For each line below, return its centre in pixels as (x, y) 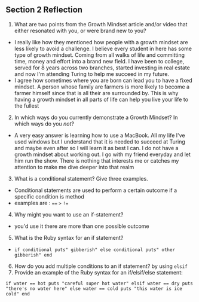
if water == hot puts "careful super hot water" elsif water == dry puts (99, 283)
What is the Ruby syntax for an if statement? (69, 237)
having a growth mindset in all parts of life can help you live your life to (101, 99)
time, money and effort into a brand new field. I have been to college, (99, 61)
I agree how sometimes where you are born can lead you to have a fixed (103, 80)
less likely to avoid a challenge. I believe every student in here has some (103, 48)
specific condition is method (49, 196)
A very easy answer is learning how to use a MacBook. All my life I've (99, 135)
